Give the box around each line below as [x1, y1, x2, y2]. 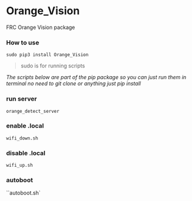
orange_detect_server [6, 108, 60, 114]
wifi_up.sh [6, 163, 33, 168]
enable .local [6, 122, 44, 130]
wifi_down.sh [6, 135, 39, 141]
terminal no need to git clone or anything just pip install [6, 80, 141, 87]
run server [6, 95, 37, 103]
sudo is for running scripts [20, 62, 85, 69]
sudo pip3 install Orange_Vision [6, 52, 89, 58]
